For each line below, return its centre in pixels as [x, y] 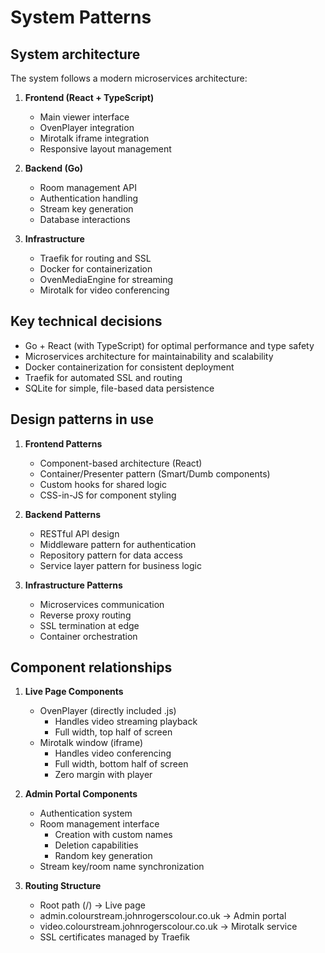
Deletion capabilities [96, 845]
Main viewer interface [84, 117]
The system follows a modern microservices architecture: [129, 78]
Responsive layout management [105, 149]
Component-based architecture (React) [121, 463]
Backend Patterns [63, 514]
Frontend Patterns [63, 443]
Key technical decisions [86, 321]
